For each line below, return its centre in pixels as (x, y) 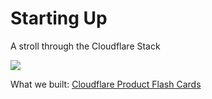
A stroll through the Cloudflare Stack (85, 46)
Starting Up (59, 18)
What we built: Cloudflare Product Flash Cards (106, 84)
